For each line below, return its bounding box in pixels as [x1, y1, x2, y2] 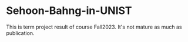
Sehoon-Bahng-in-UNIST [6, 4, 132, 17]
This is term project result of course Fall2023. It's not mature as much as [6, 23, 182, 30]
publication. [6, 29, 35, 36]
